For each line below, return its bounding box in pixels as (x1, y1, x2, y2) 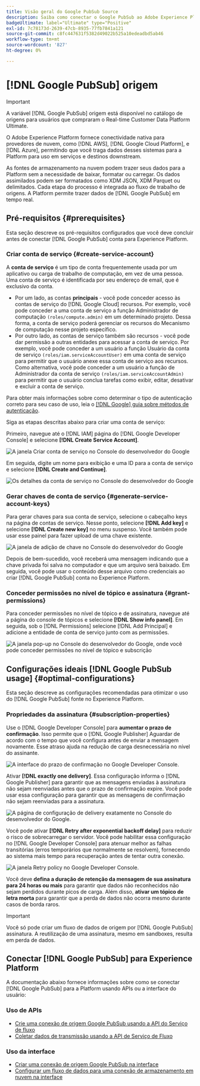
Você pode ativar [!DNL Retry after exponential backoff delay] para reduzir (6, 827, 192, 834)
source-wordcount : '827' (6, 42, 68, 48)
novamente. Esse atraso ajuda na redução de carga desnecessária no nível (6, 742, 190, 750)
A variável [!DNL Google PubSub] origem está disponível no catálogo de (6, 110, 183, 117)
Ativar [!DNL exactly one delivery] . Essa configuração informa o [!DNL (6, 772, 180, 779)
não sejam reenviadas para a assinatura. (6, 797, 105, 804)
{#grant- (164, 589, 190, 597)
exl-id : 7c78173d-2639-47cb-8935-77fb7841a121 (6, 25, 124, 32)
